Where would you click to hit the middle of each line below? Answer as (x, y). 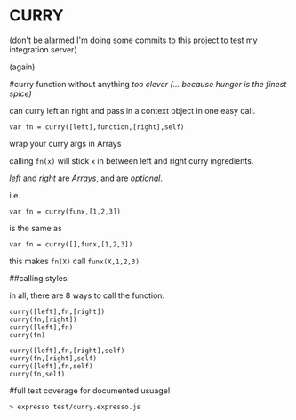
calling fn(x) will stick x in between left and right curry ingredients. (132, 160)
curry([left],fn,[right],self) (67, 351)
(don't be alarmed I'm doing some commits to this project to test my (133, 40)
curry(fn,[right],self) (53, 358)
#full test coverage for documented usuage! (90, 390)
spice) (21, 93)
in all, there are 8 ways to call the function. (87, 295)
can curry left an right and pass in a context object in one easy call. (132, 110)
